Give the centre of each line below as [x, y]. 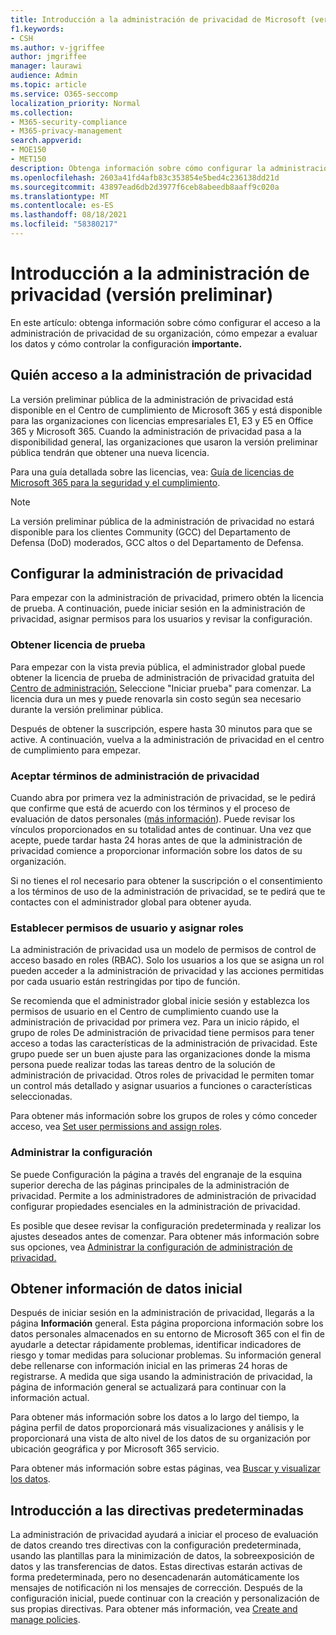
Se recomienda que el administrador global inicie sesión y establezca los [160, 1001]
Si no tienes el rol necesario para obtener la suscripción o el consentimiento [166, 881]
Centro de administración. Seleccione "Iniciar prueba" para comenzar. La [161, 688]
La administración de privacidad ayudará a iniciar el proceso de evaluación [164, 1535]
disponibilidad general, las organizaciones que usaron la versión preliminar [164, 442]
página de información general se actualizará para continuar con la [148, 1387]
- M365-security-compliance [69, 122]
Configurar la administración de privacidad [147, 574]
